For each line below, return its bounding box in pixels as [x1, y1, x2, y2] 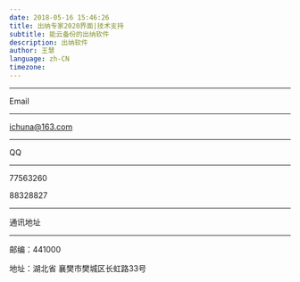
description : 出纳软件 [9, 37, 88, 47]
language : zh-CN [9, 54, 70, 63]
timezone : [9, 63, 46, 72]
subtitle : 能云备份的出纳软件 [9, 29, 110, 38]
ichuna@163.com [9, 121, 73, 132]
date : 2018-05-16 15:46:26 [9, 12, 110, 22]
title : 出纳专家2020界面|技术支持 [9, 21, 124, 30]
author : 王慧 [9, 46, 55, 55]
